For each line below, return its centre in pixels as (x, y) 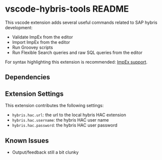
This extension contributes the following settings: (54, 106)
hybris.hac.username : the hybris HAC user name (60, 120)
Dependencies (27, 77)
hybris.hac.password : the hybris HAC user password (65, 125)
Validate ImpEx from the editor (42, 37)
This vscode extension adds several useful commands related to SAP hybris (81, 22)
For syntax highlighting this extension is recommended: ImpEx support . (76, 62)
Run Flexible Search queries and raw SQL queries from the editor (77, 53)
